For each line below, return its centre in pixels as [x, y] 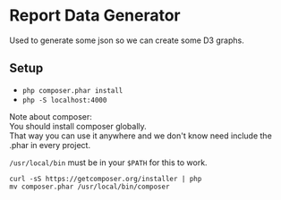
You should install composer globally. [78, 126]
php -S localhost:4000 [64, 100]
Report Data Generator [95, 16]
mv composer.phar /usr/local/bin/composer [89, 187]
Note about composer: [51, 116]
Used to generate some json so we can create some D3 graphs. [127, 40]
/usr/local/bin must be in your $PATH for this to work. [108, 162]
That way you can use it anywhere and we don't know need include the [141, 136]
